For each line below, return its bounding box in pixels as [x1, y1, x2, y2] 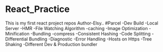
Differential [5, 36, 28, 42]
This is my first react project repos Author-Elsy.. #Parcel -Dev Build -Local [5, 20, 158, 26]
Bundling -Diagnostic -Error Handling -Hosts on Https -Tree [29, 36, 152, 42]
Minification [5, 30, 30, 36]
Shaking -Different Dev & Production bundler [5, 41, 98, 47]
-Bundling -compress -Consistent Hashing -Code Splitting [30, 30, 151, 36]
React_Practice [5, 3, 70, 15]
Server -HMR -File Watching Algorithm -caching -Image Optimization [5, 25, 148, 31]
